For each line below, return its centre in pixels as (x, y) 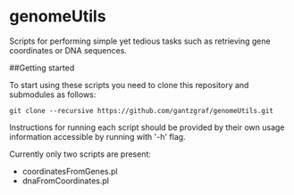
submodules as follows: (53, 94)
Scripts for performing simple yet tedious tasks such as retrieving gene (140, 41)
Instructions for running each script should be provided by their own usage (147, 127)
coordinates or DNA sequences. (68, 50)
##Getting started (42, 68)
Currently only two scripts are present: (80, 154)
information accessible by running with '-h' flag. (97, 136)
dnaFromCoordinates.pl (66, 181)
